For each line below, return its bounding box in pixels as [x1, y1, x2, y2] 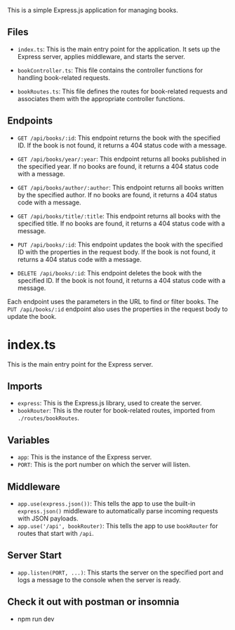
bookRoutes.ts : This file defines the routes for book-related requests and [17, 87, 228, 96]
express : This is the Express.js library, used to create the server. [17, 399, 202, 407]
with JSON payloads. [17, 514, 79, 523]
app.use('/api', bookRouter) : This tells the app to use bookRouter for [17, 522, 219, 530]
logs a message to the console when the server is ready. [17, 575, 181, 584]
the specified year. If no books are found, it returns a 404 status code [17, 162, 219, 171]
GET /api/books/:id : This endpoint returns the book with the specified [17, 133, 221, 142]
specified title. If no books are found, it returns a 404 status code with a [17, 219, 226, 228]
